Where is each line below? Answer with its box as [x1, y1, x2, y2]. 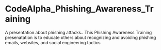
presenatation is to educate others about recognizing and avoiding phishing [5, 35, 156, 40]
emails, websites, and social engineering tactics [5, 39, 101, 45]
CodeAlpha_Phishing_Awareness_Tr [5, 3, 154, 14]
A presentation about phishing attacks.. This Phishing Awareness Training [5, 29, 152, 35]
